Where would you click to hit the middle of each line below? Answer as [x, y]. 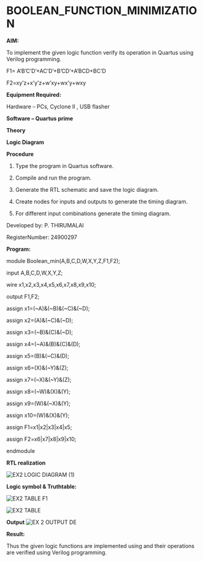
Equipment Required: [34, 94]
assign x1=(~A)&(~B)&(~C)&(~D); [48, 308]
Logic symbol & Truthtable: [41, 486]
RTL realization [26, 463]
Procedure [20, 154]
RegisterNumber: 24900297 [42, 237]
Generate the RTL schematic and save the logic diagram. [87, 189]
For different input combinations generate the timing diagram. [93, 213]
